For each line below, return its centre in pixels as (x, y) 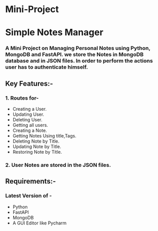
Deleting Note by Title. (36, 141)
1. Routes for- (22, 98)
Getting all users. (30, 125)
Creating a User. (30, 109)
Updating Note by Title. (37, 146)
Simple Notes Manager (54, 33)
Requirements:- (31, 181)
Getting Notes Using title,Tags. (45, 135)
